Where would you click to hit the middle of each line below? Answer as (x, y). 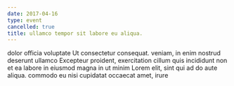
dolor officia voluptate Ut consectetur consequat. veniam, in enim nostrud (114, 53)
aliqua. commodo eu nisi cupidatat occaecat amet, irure (88, 76)
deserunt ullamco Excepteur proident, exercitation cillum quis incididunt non (117, 61)
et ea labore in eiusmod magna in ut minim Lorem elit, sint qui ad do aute (112, 68)
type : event (25, 20)
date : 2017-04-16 (33, 14)
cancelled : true (31, 27)
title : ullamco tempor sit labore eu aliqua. (75, 33)
